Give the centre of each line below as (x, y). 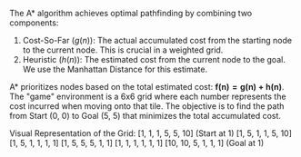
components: (34, 23)
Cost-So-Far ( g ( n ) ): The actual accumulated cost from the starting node (157, 40)
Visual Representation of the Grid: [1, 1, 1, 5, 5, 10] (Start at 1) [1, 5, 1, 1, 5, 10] (151, 133)
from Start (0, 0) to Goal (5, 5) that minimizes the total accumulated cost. (145, 116)
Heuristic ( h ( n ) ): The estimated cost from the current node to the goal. (154, 59)
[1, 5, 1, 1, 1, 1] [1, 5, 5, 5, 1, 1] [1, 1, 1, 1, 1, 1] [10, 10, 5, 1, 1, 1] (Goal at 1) (137, 143)
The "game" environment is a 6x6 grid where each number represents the (148, 96)
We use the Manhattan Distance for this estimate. (115, 69)
